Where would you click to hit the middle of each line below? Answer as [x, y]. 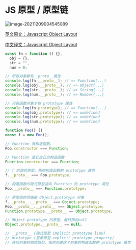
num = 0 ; [18, 67]
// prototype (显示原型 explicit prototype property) [60, 238]
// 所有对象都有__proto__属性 [33, 76]
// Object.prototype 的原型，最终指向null [46, 220]
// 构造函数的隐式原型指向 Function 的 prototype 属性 [57, 184]
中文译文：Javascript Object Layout [41, 44]
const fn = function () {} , [34, 54]
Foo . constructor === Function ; [37, 148]
